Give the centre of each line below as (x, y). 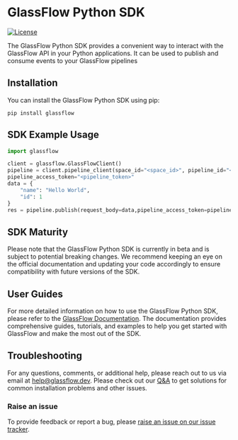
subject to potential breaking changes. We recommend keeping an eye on (115, 256)
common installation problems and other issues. (77, 388)
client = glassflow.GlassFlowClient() (64, 164)
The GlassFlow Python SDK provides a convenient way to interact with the (115, 45)
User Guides (35, 294)
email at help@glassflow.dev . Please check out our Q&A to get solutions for (117, 380)
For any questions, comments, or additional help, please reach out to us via (117, 373)
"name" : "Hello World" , (55, 190)
